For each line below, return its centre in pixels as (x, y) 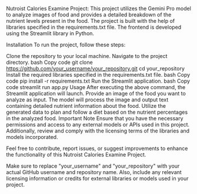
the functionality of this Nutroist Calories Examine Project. (76, 154)
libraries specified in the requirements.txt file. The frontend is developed (94, 27)
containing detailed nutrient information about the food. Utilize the (86, 106)
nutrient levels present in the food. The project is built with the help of (91, 21)
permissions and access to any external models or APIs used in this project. (98, 125)
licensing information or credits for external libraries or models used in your (97, 178)
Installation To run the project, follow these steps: (66, 45)
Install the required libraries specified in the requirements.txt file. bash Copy (98, 75)
